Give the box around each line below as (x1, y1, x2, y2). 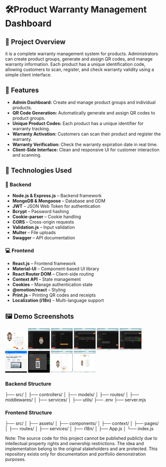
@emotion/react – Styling (12, 287, 66, 292)
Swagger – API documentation (12, 234, 75, 240)
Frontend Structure (5, 409, 53, 416)
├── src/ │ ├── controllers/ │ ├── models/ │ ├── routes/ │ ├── (5, 391, 139, 397)
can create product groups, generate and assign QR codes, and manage (5, 56, 153, 62)
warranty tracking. (12, 125, 51, 131)
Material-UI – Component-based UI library (12, 266, 100, 272)
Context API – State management (12, 276, 81, 282)
